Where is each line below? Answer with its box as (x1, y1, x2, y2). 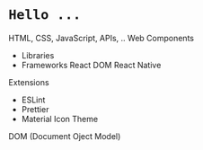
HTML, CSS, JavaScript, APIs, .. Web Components (8, 32, 195, 43)
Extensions (8, 76, 50, 87)
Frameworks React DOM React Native (21, 59, 162, 70)
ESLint (21, 94, 46, 105)
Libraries (21, 49, 55, 60)
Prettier (21, 103, 49, 114)
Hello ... (8, 6, 82, 23)
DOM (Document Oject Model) (8, 130, 121, 141)
